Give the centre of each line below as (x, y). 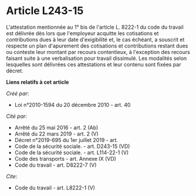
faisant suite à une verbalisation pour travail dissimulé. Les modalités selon (97, 58)
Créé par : (18, 93)
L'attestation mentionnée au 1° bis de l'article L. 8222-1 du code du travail (95, 27)
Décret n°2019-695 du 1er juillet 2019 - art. (66, 140)
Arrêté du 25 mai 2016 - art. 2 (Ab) (56, 127)
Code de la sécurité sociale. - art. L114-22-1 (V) (72, 152)
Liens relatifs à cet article (38, 82)
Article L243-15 (45, 11)
